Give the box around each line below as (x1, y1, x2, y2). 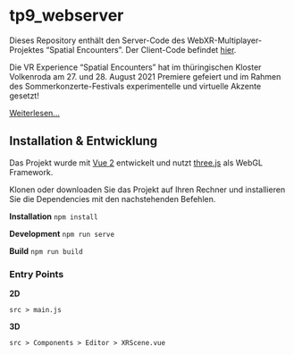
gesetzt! (9, 90, 40, 101)
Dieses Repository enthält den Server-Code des (9, 35, 186, 46)
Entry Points (9, 267, 64, 280)
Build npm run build (9, 245, 83, 256)
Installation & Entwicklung (9, 133, 158, 148)
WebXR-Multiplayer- (187, 35, 262, 46)
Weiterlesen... (9, 107, 61, 118)
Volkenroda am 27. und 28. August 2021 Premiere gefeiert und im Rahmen (9, 71, 281, 81)
